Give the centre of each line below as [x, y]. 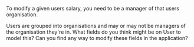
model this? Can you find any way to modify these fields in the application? [97, 38]
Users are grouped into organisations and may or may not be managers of [96, 26]
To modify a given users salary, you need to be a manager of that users [93, 8]
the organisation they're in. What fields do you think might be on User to [93, 32]
